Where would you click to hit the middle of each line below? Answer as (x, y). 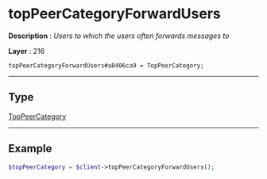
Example (30, 149)
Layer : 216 (27, 51)
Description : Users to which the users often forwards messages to (119, 36)
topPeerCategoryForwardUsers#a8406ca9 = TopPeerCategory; (106, 65)
